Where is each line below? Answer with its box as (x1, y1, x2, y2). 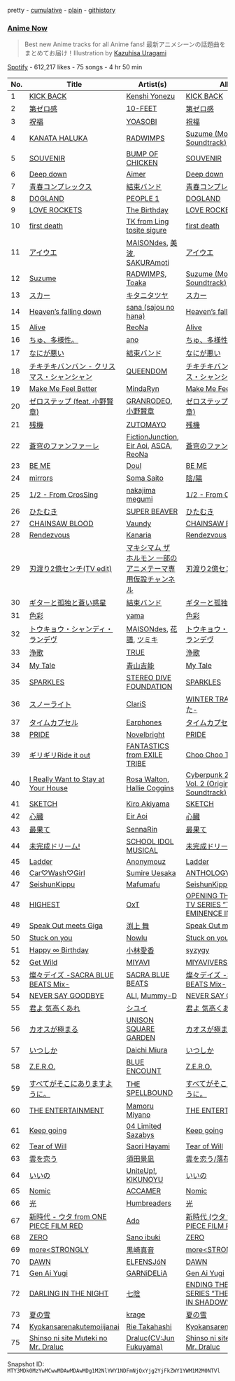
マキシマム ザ (126, 543, 171, 553)
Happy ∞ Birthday (29, 945, 89, 955)
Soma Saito (126, 473, 164, 483)
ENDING (185, 1280, 213, 1290)
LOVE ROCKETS (29, 205, 83, 215)
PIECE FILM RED (29, 1221, 84, 1231)
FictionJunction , (126, 432, 180, 442)
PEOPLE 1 (126, 194, 159, 204)
